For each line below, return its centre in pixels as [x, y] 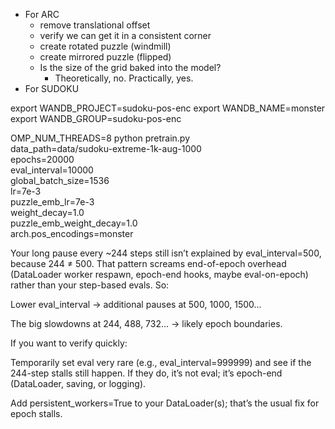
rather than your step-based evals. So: [90, 285]
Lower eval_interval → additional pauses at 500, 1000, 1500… [136, 304]
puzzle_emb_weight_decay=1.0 [74, 223]
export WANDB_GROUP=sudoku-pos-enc [96, 118]
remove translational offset [95, 25]
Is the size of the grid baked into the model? [130, 67]
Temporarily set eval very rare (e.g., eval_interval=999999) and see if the [161, 362]
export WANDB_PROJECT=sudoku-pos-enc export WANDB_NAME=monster [168, 108]
